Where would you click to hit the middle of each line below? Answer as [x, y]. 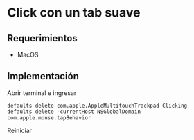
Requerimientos [42, 38]
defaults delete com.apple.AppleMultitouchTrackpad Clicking [97, 106]
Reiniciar [20, 130]
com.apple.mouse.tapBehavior [49, 118]
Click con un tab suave [74, 13]
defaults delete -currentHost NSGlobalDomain [74, 112]
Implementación [43, 76]
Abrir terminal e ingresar [42, 93]
